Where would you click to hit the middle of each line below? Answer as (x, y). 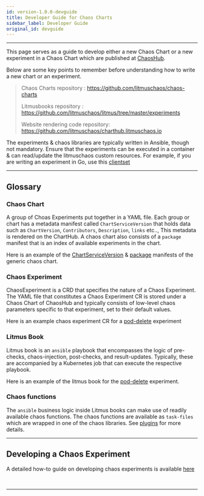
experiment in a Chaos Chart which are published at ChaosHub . (86, 58)
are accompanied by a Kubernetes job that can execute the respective (94, 363)
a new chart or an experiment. (44, 76)
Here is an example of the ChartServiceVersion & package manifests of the (100, 255)
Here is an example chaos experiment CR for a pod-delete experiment (94, 321)
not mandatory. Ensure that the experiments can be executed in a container (101, 149)
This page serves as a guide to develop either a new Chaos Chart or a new (100, 52)
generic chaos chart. (32, 261)
